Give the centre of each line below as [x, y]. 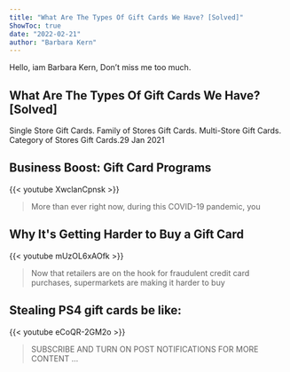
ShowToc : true [35, 26]
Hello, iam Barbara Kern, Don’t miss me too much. [100, 67]
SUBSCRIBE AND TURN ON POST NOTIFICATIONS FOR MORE [145, 349]
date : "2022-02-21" [45, 34]
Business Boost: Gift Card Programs [110, 168]
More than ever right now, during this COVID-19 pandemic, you [145, 206]
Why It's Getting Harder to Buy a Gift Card [127, 235]
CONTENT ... [55, 358]
